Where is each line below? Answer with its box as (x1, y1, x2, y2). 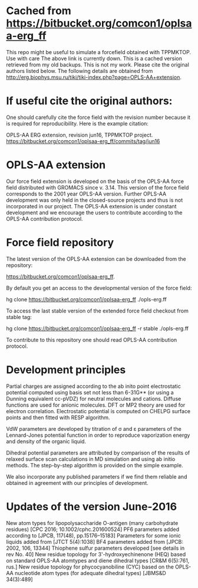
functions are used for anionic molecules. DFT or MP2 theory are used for (6, 401, 186, 408)
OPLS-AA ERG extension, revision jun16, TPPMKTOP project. (6, 131, 153, 138)
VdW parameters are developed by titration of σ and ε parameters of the (6, 425, 181, 432)
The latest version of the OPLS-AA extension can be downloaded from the (6, 255, 187, 263)
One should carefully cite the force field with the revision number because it (6, 114, 190, 121)
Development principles (6, 363, 126, 376)
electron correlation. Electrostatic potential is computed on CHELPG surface (6, 407, 191, 414)
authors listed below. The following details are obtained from (6, 67, 153, 74)
